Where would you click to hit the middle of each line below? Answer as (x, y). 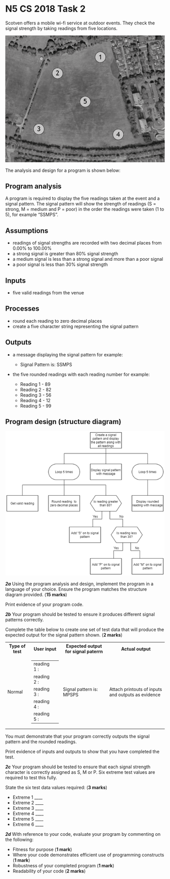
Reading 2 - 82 (36, 389)
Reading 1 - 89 (35, 384)
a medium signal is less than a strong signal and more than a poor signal (88, 259)
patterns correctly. (25, 619)
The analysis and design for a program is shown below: (63, 170)
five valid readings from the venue (48, 293)
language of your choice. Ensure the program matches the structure (76, 589)
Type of (17, 646)
